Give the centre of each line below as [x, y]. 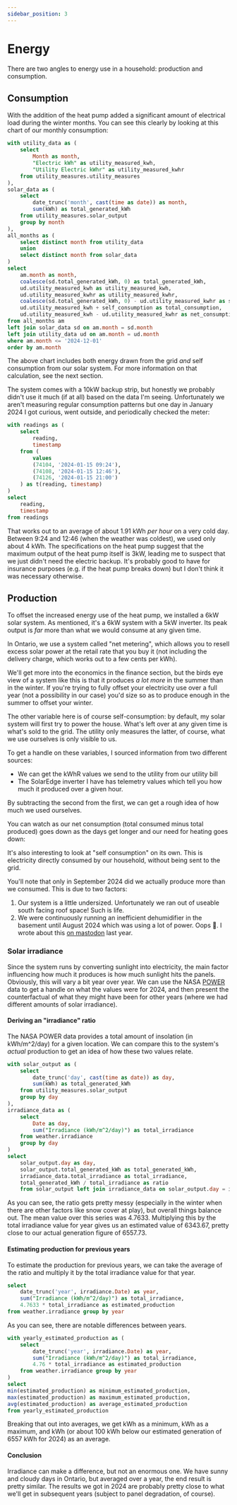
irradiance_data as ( [39, 1110]
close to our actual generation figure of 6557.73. [77, 1233]
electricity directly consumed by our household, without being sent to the [114, 860]
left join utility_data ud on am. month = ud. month [83, 334]
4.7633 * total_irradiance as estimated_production [97, 1305]
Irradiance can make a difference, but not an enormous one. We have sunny [117, 1471]
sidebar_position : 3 [38, 14]
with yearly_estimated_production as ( [66, 1338]
